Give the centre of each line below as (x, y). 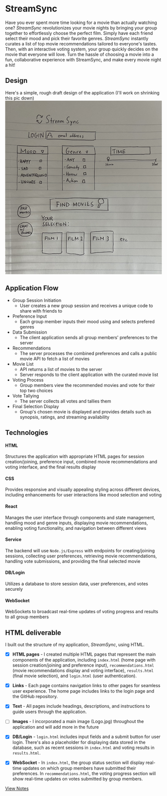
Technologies (27, 433)
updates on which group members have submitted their (80, 768)
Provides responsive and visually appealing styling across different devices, (83, 489)
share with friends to (41, 311)
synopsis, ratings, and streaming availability (65, 417)
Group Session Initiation (37, 300)
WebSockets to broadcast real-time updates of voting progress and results (82, 612)
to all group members (27, 617)
